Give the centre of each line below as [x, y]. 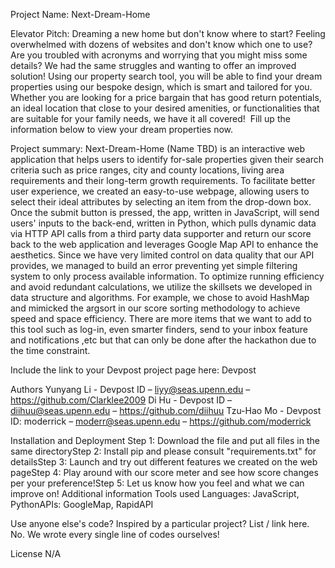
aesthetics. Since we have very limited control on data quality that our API [162, 255]
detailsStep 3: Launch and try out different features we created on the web [164, 462]
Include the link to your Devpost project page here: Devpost [133, 370]
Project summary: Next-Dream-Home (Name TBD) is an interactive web [158, 148]
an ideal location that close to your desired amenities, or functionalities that [165, 108]
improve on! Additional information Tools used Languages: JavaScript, [155, 493]
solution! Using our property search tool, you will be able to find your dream [166, 76]
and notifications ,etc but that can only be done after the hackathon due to [163, 340]
